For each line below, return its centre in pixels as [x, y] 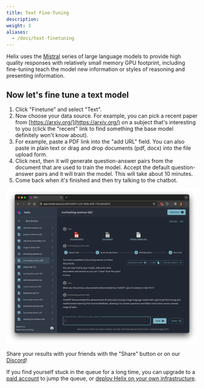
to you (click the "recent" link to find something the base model [94, 129]
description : [23, 19]
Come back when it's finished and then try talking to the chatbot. [96, 180]
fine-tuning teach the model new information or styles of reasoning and [96, 69]
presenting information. [36, 76]
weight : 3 [19, 25]
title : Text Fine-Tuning [38, 13]
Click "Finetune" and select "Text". [58, 109]
